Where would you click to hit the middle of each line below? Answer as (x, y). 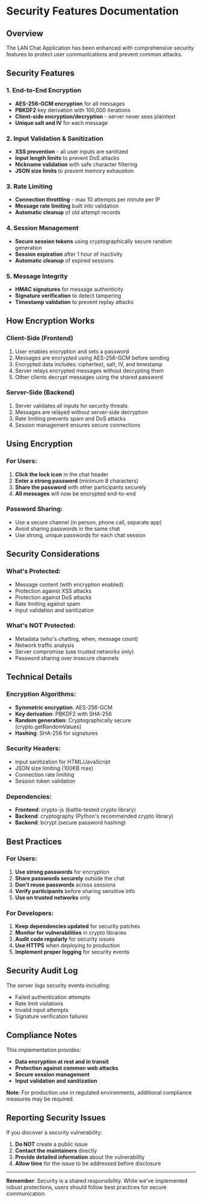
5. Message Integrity (37, 276)
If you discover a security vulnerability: (54, 1132)
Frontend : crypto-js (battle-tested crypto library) (75, 810)
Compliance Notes (41, 1035)
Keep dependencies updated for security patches (77, 926)
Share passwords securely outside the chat (70, 878)
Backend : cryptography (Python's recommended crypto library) (94, 816)
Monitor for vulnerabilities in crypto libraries (71, 933)
